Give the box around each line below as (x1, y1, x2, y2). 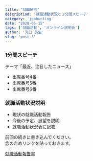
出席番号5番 (12, 80, 37, 86)
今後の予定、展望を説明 (12, 118, 60, 124)
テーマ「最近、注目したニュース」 (5, 64, 74, 69)
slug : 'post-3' (5, 35, 36, 40)
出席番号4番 (12, 74, 37, 80)
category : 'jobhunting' (5, 16, 54, 21)
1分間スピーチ (5, 51, 38, 58)
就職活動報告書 (5, 151, 35, 157)
